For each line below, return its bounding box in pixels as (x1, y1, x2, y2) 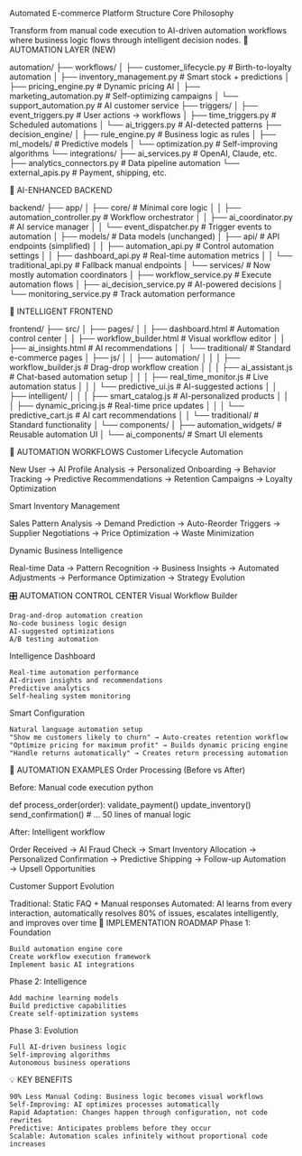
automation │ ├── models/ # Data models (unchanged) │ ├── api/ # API (9, 231, 280, 242)
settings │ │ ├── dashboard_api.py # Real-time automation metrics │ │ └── (9, 250, 293, 261)
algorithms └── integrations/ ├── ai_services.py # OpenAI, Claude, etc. (9, 148, 278, 159)
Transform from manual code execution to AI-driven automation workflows (9, 25, 287, 35)
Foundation (9, 927, 51, 938)
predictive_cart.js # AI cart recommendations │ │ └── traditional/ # (9, 410, 260, 421)
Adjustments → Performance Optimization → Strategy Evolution (9, 572, 246, 583)
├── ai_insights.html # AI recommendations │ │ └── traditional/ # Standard (9, 343, 291, 353)
